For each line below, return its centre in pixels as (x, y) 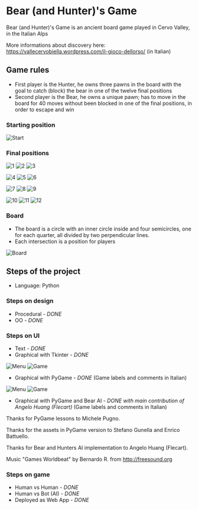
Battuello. (18, 436)
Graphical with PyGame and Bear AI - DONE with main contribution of (100, 401)
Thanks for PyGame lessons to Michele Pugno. (63, 418)
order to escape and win (44, 109)
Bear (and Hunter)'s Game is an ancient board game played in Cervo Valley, (98, 27)
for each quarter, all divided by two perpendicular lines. (82, 235)
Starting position (31, 124)
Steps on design (30, 301)
